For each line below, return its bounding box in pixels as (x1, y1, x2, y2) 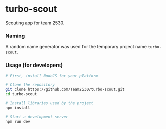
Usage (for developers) (5, 61, 63, 69)
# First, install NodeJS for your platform (5, 73, 98, 78)
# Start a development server (5, 114, 69, 119)
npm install (5, 105, 30, 110)
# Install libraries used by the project (5, 101, 94, 106)
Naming (5, 32, 25, 39)
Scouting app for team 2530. (5, 20, 65, 26)
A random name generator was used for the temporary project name (5, 44, 147, 50)
